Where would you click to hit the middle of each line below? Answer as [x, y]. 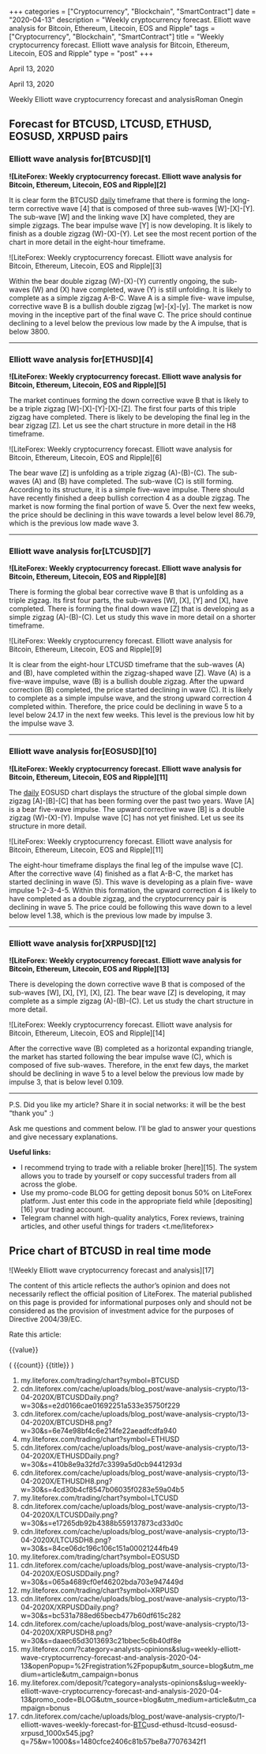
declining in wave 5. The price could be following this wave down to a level [130, 907]
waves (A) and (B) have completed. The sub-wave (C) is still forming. [121, 481]
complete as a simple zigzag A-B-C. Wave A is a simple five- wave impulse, [132, 298]
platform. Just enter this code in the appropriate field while [116, 1201]
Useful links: [30, 1152]
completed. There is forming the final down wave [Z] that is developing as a [132, 609]
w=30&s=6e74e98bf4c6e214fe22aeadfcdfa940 [98, 1431]
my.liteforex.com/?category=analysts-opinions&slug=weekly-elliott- [131, 1649]
